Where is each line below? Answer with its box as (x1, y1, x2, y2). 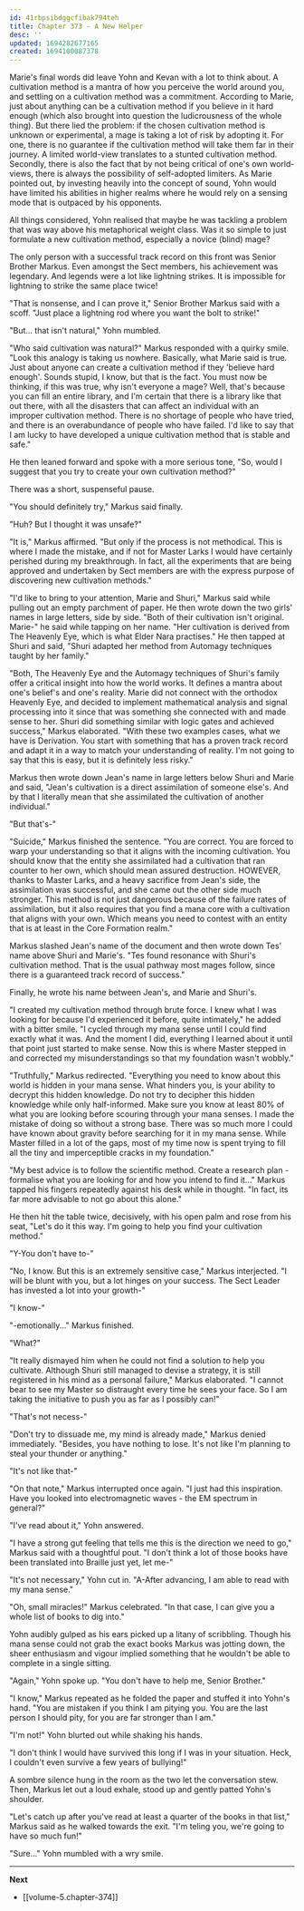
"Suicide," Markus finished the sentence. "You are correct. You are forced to (9, 836, 294, 848)
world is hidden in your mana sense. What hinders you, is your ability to (9, 1080, 276, 1091)
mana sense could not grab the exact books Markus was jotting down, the (9, 1638, 286, 1650)
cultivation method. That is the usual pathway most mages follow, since (9, 960, 276, 971)
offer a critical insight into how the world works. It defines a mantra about (9, 677, 283, 689)
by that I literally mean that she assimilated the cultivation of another (9, 791, 264, 802)
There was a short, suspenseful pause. (9, 484, 155, 495)
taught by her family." (9, 650, 90, 662)
